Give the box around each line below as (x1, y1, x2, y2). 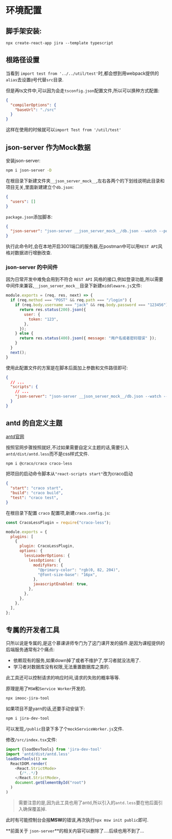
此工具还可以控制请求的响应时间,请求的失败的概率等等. (6, 675, 120, 681)
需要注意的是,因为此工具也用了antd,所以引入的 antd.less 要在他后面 (18, 799, 159, 806)
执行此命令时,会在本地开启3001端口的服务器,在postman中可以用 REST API (6, 244, 158, 250)
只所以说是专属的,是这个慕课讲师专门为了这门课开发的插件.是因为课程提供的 (6, 640, 165, 646)
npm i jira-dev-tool (6, 716, 50, 721)
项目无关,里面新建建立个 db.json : (6, 184, 74, 190)
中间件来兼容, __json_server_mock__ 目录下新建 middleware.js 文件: (6, 282, 142, 289)
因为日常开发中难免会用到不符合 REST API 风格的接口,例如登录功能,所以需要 (6, 276, 164, 282)
